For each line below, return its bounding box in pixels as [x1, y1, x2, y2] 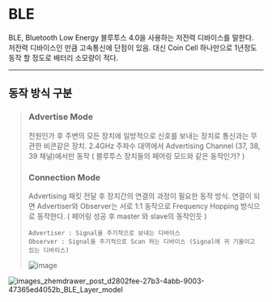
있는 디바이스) [28, 246, 70, 254]
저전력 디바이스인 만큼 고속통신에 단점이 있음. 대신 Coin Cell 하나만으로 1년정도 [8, 42, 257, 53]
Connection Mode [28, 172, 101, 183]
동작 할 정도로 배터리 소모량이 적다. [8, 53, 119, 62]
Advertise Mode [28, 111, 93, 122]
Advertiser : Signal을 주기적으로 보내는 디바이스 [28, 228, 181, 237]
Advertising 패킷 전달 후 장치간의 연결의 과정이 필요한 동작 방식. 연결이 [28, 191, 253, 201]
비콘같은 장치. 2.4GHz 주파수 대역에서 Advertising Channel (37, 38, [43, 141, 261, 151]
